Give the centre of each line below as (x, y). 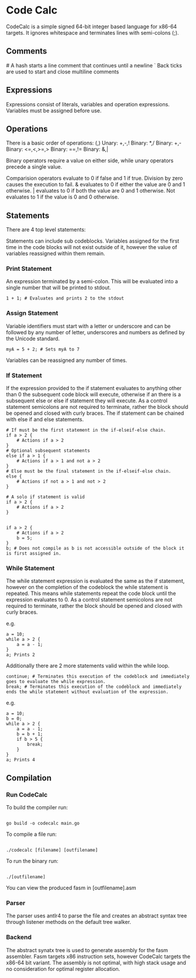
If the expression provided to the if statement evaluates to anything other (94, 388)
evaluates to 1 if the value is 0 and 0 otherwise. (63, 197)
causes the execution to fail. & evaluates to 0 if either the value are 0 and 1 (96, 184)
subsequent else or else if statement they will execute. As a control (87, 401)
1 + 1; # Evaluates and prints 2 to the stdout (65, 298)
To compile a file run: (32, 834)
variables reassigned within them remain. (56, 254)
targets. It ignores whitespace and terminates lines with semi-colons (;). (93, 32)
